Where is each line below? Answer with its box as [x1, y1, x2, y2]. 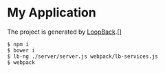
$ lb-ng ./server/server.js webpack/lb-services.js [7, 53, 158, 60]
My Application [7, 5, 96, 21]
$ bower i [7, 47, 36, 54]
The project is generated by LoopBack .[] [7, 28, 122, 36]
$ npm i [7, 41, 30, 48]
